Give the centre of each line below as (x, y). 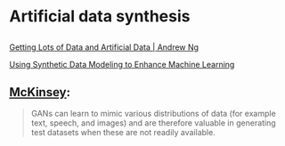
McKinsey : (40, 92)
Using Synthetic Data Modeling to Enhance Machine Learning (122, 64)
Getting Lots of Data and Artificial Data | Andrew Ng (104, 47)
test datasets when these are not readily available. (123, 133)
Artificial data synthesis (100, 16)
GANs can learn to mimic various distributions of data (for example (153, 114)
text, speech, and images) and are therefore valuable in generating (153, 123)
